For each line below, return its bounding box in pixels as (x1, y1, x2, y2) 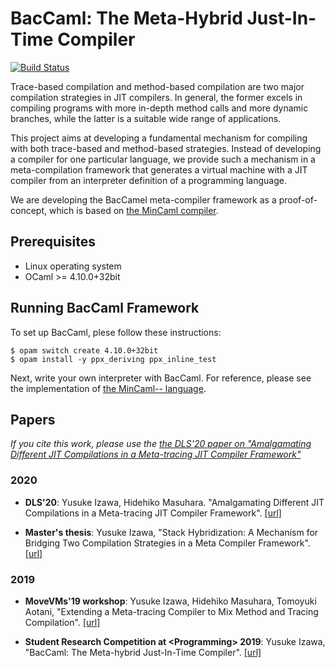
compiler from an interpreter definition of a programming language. (10, 174, 287, 186)
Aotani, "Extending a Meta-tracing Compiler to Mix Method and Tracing (24, 605, 319, 617)
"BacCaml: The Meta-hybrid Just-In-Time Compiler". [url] (24, 646, 262, 658)
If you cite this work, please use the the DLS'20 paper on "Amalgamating (10, 438, 312, 450)
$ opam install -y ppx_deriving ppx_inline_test (10, 354, 217, 364)
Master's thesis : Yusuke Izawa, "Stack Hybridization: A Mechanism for (24, 526, 319, 538)
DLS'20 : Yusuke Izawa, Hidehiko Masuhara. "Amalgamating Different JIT (24, 496, 325, 508)
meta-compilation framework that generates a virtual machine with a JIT (10, 163, 308, 176)
